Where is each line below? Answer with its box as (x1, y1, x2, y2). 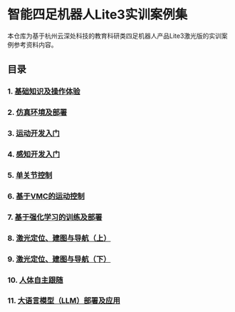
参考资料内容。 (13, 40, 58, 49)
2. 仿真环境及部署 (7, 108, 68, 118)
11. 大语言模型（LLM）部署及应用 (7, 296, 121, 306)
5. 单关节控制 (7, 170, 53, 180)
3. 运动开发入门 (7, 129, 61, 139)
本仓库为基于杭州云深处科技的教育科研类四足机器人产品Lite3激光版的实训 (7, 31, 222, 40)
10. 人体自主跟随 (7, 275, 63, 285)
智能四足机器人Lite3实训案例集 (7, 6, 188, 23)
